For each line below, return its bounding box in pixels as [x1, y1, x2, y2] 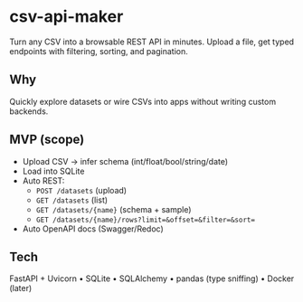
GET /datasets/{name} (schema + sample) [35, 203, 192, 214]
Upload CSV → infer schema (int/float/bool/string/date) [22, 156, 229, 166]
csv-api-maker [9, 6, 124, 27]
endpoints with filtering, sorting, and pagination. [9, 45, 188, 56]
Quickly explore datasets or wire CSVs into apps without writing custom [9, 96, 277, 107]
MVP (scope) [9, 132, 85, 147]
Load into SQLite [22, 165, 85, 176]
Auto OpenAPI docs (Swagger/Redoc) [22, 223, 165, 234]
